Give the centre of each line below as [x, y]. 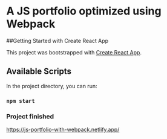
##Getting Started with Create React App [57, 40]
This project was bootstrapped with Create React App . [74, 52]
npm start [21, 101]
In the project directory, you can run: [52, 86]
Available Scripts [39, 72]
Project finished [30, 116]
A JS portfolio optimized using [84, 11]
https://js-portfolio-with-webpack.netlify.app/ [63, 129]
